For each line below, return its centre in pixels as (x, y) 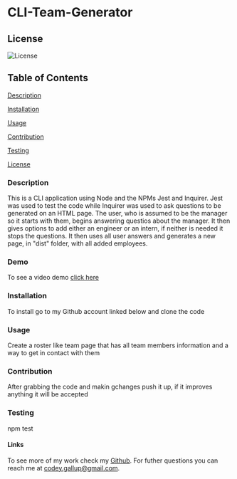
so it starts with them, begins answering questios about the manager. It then (119, 221)
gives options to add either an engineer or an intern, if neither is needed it (115, 228)
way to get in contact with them (54, 353)
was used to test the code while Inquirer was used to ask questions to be (115, 206)
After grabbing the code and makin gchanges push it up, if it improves (110, 387)
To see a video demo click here (53, 278)
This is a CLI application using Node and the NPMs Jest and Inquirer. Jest (115, 198)
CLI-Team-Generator (70, 12)
